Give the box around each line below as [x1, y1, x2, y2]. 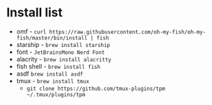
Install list [6, 5, 63, 20]
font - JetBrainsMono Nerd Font [16, 48, 105, 56]
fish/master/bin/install [16, 34, 88, 42]
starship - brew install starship [16, 40, 110, 48]
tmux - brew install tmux [16, 76, 90, 85]
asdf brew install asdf [16, 70, 84, 78]
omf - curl [16, 27, 47, 35]
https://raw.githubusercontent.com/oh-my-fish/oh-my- [49, 29, 207, 35]
